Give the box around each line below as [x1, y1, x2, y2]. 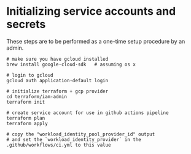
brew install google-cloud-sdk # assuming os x [6, 61, 136, 67]
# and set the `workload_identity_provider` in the [6, 136, 141, 142]
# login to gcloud [6, 72, 53, 78]
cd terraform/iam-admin [6, 93, 68, 99]
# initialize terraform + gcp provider [6, 88, 109, 94]
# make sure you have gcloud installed [6, 56, 109, 62]
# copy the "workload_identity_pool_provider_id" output [6, 131, 155, 137]
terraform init [6, 99, 45, 105]
